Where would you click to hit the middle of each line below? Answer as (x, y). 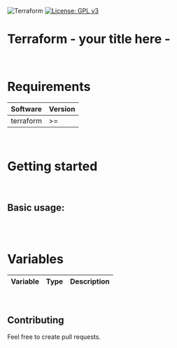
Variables (36, 259)
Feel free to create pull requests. (54, 337)
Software (26, 109)
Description (90, 281)
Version (62, 109)
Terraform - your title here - (89, 39)
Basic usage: (36, 208)
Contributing (36, 320)
